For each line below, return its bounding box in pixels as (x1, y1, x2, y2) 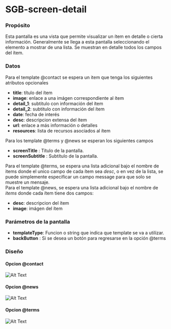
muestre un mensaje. (5, 179, 50, 185)
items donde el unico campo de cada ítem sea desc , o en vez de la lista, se (5, 168, 164, 174)
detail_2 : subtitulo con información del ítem (12, 106, 105, 112)
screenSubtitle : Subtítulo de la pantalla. (12, 152, 98, 159)
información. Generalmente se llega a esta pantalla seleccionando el (5, 39, 149, 45)
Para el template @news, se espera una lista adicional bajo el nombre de (5, 184, 159, 190)
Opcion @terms (5, 307, 40, 313)
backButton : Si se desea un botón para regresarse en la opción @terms (12, 235, 166, 242)
